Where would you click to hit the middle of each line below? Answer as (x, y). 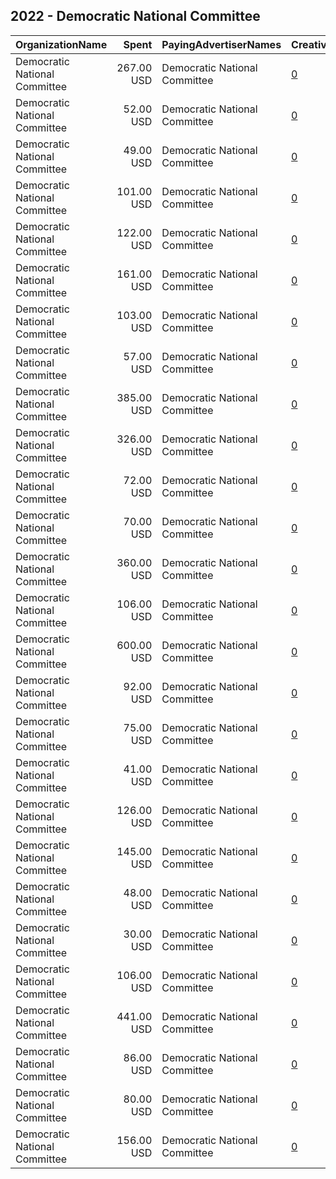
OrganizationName (61, 44)
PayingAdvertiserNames (221, 44)
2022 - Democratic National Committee (135, 16)
